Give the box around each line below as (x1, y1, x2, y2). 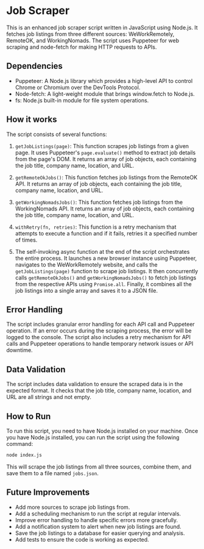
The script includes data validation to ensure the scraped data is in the (6, 381, 183, 388)
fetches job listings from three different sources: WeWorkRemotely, (6, 30, 175, 37)
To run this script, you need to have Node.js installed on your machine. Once (6, 428, 199, 434)
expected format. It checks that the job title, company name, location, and (6, 387, 192, 394)
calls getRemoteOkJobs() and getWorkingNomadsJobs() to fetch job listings (15, 274, 197, 281)
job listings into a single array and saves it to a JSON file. (15, 287, 158, 294)
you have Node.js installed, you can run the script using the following (6, 434, 180, 441)
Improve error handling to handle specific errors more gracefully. (15, 516, 178, 523)
